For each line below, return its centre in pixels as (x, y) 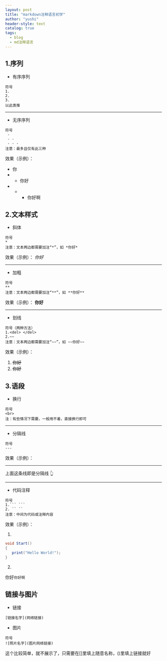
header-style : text (25, 24)
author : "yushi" (22, 19)
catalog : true (20, 28)
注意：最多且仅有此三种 (26, 148)
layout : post (19, 10)
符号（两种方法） (20, 328)
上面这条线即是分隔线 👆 (29, 473)
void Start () (19, 543)
